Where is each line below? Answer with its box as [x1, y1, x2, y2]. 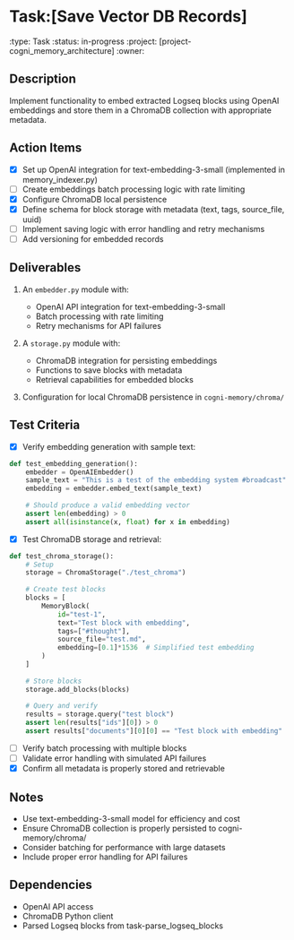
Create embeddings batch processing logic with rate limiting [22, 184, 246, 194]
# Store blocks [25, 677, 82, 686]
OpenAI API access [22, 901, 94, 911]
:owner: [116, 45, 145, 56]
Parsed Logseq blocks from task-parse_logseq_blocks [22, 920, 224, 931]
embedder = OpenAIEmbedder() [25, 468, 134, 477]
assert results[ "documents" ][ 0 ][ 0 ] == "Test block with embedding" [25, 727, 282, 736]
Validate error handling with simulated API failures [22, 753, 207, 763]
